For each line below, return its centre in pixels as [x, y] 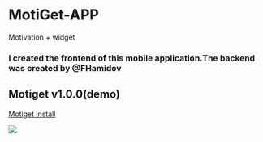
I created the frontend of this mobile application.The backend [132, 58]
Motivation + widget [42, 37]
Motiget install [32, 114]
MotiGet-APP [54, 15]
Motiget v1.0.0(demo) [64, 94]
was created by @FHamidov [65, 68]
